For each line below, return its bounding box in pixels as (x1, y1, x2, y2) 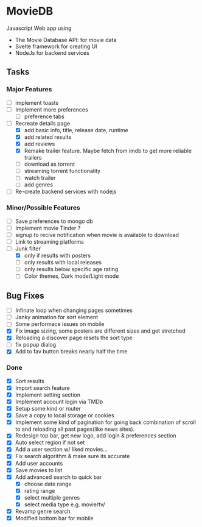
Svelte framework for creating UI (15, 43, 97, 50)
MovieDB (6, 4, 54, 18)
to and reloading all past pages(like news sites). (15, 425, 135, 433)
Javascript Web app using (6, 24, 72, 32)
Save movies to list (15, 466, 63, 473)
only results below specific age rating (24, 266, 119, 273)
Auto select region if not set (15, 439, 85, 446)
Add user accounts (15, 459, 63, 467)
